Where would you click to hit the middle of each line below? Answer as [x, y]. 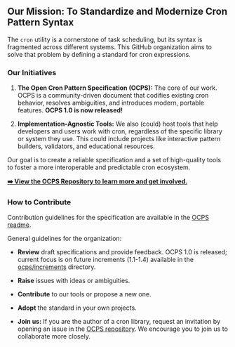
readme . [19, 225]
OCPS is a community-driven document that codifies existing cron [113, 96]
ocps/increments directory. [56, 267]
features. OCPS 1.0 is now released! [70, 110]
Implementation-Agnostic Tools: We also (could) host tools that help [118, 124]
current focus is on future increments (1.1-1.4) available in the [106, 260]
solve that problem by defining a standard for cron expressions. [99, 54]
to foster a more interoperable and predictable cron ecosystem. [99, 167]
